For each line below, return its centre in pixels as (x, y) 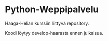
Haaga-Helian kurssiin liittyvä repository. (47, 23)
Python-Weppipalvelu (52, 9)
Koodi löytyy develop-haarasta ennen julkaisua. (54, 33)
